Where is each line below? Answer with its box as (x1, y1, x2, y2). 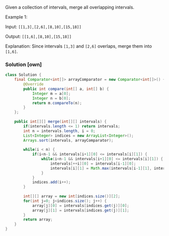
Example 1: (5, 14, 28, 20)
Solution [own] (5, 61, 42, 68)
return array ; (23, 217, 53, 222)
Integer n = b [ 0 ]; (32, 95, 71, 101)
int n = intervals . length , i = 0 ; (23, 128, 96, 134)
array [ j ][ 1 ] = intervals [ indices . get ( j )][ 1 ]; (32, 208, 129, 213)
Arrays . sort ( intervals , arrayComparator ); (23, 138, 114, 143)
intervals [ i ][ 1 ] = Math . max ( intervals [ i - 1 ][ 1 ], (50, 166, 152, 171)
